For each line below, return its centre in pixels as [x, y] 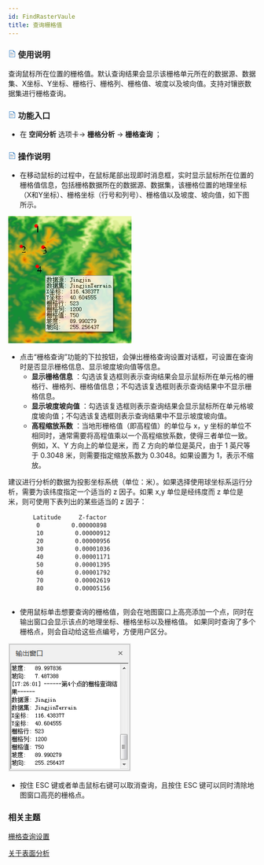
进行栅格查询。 [46, 93]
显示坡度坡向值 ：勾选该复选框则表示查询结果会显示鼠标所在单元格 [139, 407]
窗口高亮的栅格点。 [57, 795]
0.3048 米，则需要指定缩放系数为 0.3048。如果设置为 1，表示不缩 [147, 455]
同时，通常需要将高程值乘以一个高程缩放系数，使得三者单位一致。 [145, 436]
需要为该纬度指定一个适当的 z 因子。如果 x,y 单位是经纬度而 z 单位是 [132, 492]
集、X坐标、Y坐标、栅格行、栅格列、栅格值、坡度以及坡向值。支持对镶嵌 [126, 84]
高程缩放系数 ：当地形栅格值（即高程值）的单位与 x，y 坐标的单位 [138, 426]
